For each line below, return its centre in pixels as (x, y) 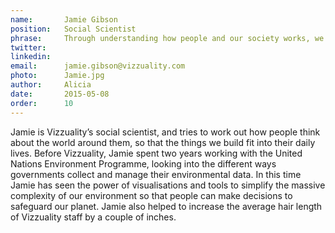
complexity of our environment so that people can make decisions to (151, 195)
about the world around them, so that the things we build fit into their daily (163, 142)
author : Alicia (51, 85)
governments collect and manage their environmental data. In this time (156, 174)
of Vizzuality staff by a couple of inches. (93, 217)
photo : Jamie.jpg (57, 76)
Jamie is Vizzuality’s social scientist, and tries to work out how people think (165, 132)
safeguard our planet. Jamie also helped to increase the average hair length (166, 206)
